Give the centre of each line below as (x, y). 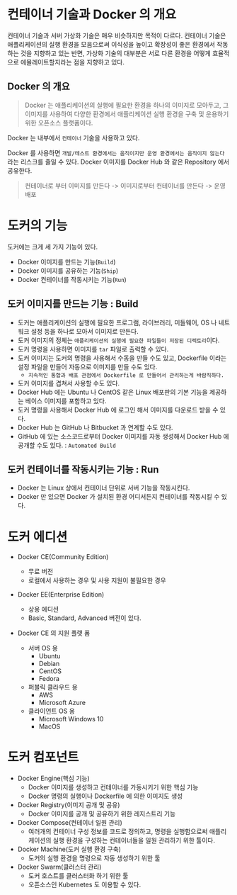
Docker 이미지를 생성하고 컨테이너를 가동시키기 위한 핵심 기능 (113, 787)
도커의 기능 (37, 226)
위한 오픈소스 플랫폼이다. (59, 123)
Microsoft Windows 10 (71, 719)
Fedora (49, 679)
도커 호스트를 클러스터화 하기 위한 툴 (78, 876)
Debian (49, 664)
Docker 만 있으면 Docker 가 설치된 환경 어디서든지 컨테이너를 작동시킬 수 (118, 497)
